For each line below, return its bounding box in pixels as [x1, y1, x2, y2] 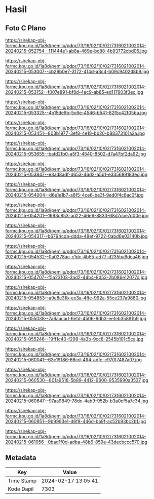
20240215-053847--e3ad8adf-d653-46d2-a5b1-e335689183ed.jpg [5, 171, 148, 177]
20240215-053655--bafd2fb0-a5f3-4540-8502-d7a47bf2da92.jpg [5, 151, 146, 157]
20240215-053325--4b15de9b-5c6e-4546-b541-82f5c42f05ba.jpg [5, 110, 147, 116]
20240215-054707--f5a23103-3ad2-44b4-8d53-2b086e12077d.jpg [5, 275, 148, 280]
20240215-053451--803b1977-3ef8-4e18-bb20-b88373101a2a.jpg [5, 130, 145, 136]
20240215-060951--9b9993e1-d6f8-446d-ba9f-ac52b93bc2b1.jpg [5, 418, 146, 424]
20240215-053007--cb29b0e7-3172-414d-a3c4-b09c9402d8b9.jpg [5, 68, 149, 74]
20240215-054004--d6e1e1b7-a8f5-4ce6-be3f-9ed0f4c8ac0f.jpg [5, 192, 144, 198]
